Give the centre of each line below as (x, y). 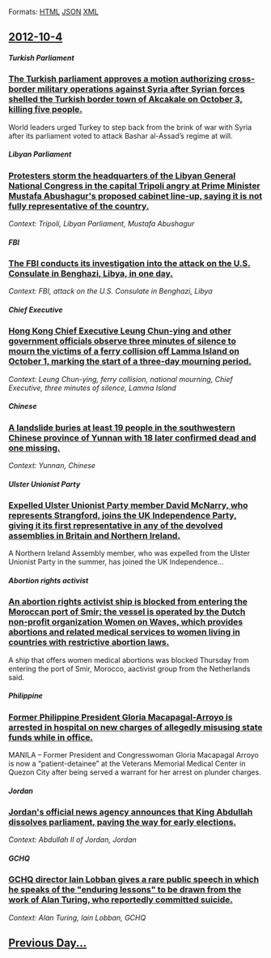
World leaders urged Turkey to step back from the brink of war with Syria (130, 127)
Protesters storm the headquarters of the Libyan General (122, 175)
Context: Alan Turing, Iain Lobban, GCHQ (77, 917)
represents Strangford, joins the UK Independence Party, (123, 516)
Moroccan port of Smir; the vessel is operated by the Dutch (127, 612)
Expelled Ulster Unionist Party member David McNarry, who (128, 505)
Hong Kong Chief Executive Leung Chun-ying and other (120, 331)
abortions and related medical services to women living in (124, 632)
